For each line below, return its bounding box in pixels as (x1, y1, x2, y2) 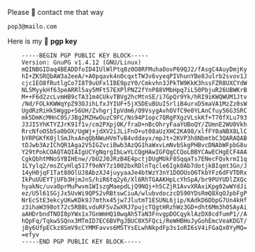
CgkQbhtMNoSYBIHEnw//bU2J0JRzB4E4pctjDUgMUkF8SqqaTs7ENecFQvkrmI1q (21, 155, 247, 163)
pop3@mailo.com (7, 23, 57, 31)
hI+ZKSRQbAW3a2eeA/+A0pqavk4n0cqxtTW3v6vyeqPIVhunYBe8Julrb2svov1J (21, 72, 247, 80)
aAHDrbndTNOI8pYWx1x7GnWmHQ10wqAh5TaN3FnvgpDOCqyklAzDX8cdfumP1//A (21, 210, 247, 218)
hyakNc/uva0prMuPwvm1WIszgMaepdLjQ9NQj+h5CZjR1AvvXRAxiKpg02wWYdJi (21, 183, 247, 191)
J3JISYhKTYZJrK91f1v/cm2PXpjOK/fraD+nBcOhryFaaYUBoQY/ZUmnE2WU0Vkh (21, 120, 247, 128)
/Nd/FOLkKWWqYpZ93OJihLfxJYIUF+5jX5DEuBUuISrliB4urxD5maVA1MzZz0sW (21, 100, 247, 108)
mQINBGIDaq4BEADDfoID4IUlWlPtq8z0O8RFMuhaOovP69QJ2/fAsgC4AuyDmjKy (21, 65, 247, 73)
